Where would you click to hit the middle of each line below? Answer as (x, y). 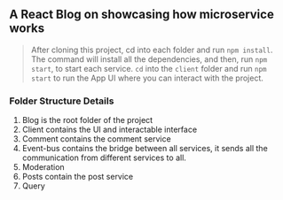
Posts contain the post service (78, 177)
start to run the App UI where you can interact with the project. (147, 78)
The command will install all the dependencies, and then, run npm (149, 59)
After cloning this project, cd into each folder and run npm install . (152, 50)
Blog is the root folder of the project (87, 120)
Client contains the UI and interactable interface (110, 130)
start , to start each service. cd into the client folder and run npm (149, 68)
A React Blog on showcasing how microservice (142, 15)
